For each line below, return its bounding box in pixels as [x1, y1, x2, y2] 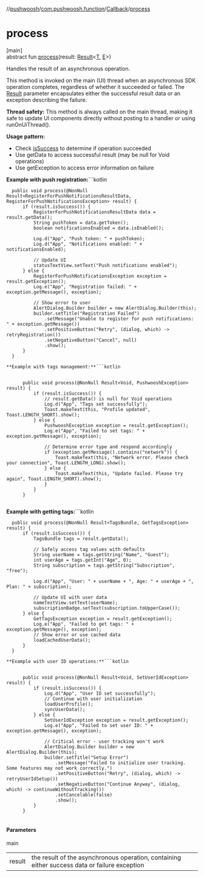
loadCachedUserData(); [33, 637, 91, 643]
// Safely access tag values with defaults [33, 546, 146, 553]
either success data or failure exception [31, 861, 144, 870]
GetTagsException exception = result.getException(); [33, 615, 172, 621]
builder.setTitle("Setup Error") [44, 754, 129, 761]
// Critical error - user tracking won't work [44, 738, 165, 745]
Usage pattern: [6, 132, 46, 140]
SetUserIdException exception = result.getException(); [44, 717, 189, 723]
